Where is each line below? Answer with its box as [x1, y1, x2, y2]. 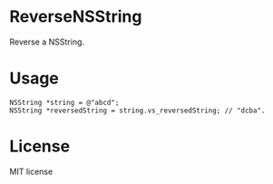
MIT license [9, 166, 54, 177]
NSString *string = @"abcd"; [9, 98, 120, 107]
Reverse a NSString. [9, 36, 84, 47]
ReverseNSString [9, 6, 142, 27]
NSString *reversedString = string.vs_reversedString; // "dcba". [9, 106, 266, 115]
